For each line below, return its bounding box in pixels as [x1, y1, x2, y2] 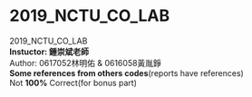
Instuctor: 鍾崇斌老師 [9, 46, 89, 57]
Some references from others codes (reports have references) [9, 67, 245, 78]
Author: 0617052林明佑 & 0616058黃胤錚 [9, 57, 161, 68]
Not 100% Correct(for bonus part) [9, 77, 138, 88]
